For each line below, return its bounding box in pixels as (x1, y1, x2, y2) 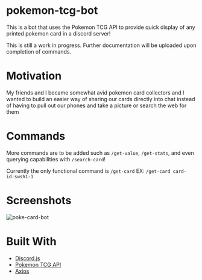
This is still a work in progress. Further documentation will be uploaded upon (6, 42, 197, 49)
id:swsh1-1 (6, 173, 34, 179)
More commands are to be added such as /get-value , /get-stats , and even (6, 149, 195, 157)
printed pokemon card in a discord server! (6, 30, 111, 37)
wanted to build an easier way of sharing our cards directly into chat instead (6, 95, 195, 102)
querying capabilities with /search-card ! (6, 155, 106, 163)
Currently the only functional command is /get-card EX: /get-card (6, 167, 171, 175)
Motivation (6, 69, 62, 83)
